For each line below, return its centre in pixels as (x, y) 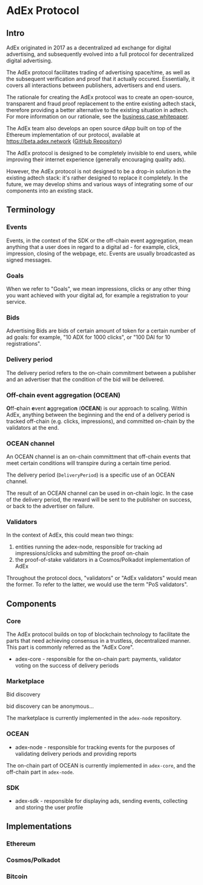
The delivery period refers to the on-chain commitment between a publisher (101, 373)
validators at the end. (33, 427)
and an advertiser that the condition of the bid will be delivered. (85, 379)
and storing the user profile (49, 808)
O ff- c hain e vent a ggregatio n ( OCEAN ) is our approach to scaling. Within (97, 408)
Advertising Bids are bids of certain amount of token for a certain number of (101, 331)
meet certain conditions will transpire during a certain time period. (89, 463)
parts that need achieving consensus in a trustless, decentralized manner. (98, 641)
